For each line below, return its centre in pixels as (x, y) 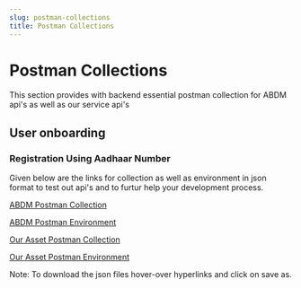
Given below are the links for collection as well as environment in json (138, 178)
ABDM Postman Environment (63, 223)
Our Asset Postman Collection (65, 240)
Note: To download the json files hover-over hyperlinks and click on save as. (150, 275)
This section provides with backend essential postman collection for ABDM (148, 95)
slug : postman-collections (60, 17)
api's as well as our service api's (70, 105)
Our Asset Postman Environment (70, 257)
